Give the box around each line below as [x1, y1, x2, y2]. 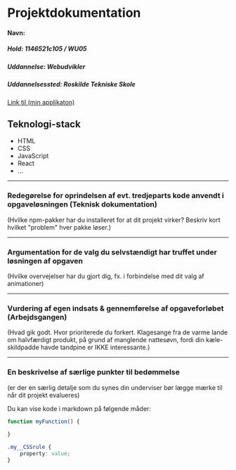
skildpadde [7, 343, 40, 352]
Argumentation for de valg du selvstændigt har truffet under [7, 247, 218, 257]
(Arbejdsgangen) [7, 312, 67, 322]
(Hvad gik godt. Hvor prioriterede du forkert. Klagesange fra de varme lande [7, 328, 228, 337]
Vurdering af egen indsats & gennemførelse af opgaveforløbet [7, 303, 224, 313]
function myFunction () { [7, 418, 80, 425]
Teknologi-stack [7, 118, 81, 130]
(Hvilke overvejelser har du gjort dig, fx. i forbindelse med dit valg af [7, 272, 205, 280]
